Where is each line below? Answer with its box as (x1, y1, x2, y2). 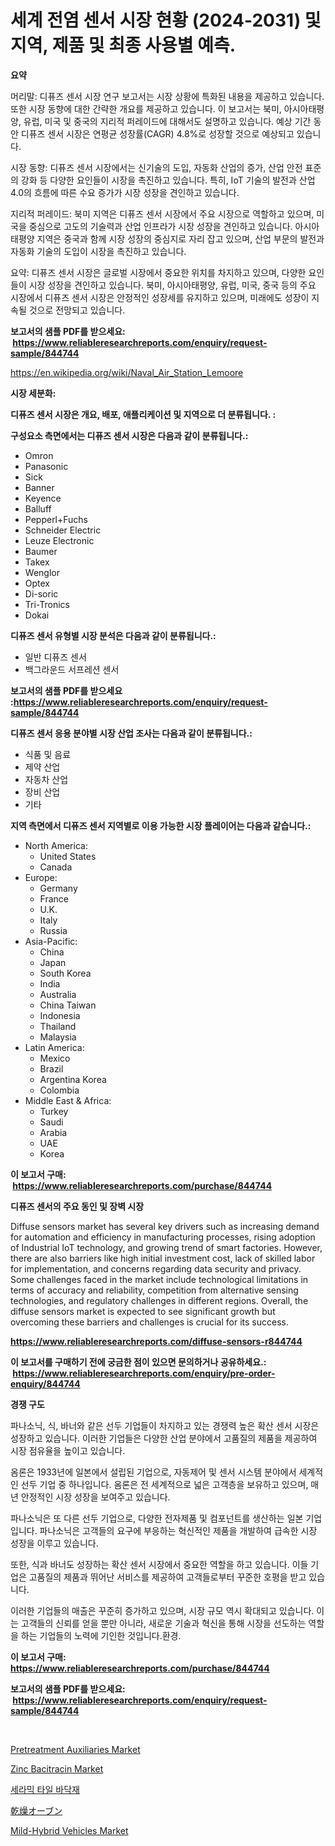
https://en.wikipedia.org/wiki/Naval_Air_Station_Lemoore (10, 366, 244, 378)
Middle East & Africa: (24, 1094, 112, 1106)
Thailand (39, 1020, 77, 1032)
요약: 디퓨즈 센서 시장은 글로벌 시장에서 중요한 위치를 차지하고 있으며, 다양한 (10, 266, 307, 278)
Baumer (24, 545, 58, 557)
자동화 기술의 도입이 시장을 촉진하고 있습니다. (10, 245, 187, 257)
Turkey (39, 1105, 69, 1117)
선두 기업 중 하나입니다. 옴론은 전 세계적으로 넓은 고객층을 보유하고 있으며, (20, 1478, 309, 1490)
